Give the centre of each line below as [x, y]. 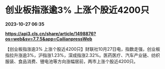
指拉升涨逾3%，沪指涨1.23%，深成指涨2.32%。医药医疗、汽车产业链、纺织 [83, 55]
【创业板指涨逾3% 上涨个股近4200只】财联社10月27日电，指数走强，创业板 [83, 49]
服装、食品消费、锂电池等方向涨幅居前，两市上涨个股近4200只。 [72, 61]
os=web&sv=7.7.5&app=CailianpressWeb [49, 39]
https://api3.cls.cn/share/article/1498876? [51, 34]
